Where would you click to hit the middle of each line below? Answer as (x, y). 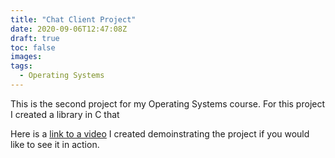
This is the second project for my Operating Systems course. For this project (168, 103)
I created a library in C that (65, 114)
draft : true (35, 38)
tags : (21, 66)
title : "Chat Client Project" (73, 19)
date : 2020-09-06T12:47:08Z (69, 29)
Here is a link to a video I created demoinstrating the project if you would (160, 133)
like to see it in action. (55, 144)
